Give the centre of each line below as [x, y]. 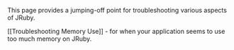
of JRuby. [21, 18]
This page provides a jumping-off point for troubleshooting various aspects [117, 10]
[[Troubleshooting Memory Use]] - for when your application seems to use [116, 31]
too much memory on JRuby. [50, 39]
